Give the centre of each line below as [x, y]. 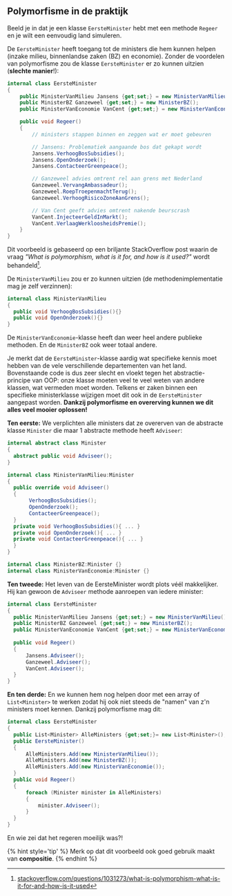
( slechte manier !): [33, 71]
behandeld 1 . [24, 264]
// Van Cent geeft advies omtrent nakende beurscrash [111, 210]
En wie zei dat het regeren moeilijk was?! [65, 838]
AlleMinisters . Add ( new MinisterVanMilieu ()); [92, 754]
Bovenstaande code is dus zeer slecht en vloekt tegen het [90, 373]
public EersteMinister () [49, 741]
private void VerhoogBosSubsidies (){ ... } [77, 526]
